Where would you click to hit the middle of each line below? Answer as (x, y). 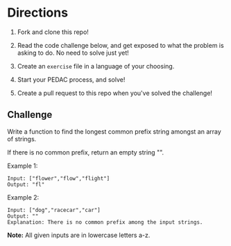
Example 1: (23, 166)
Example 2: (23, 197)
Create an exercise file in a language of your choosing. (96, 66)
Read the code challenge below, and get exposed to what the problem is (120, 45)
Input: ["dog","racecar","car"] (54, 210)
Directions (37, 13)
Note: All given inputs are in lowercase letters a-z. (79, 235)
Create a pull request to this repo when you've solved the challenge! (115, 93)
